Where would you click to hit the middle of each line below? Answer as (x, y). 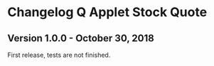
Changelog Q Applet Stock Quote (107, 12)
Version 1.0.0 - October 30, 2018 (81, 38)
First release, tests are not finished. (59, 55)
